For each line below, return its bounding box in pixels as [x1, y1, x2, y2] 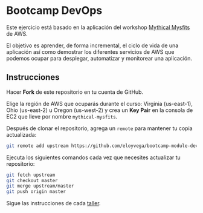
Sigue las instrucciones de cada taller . [6, 200, 101, 207]
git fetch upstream [6, 172, 56, 178]
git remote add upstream [6, 143, 69, 149]
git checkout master [6, 177, 59, 183]
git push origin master [6, 189, 66, 195]
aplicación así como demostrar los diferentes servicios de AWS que [6, 48, 175, 55]
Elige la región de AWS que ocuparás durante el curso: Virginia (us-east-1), [6, 100, 193, 107]
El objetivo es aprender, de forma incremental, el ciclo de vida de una [6, 42, 179, 49]
